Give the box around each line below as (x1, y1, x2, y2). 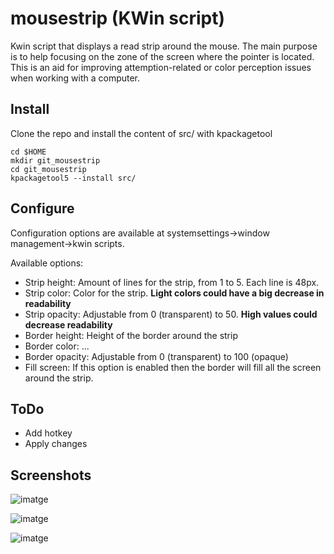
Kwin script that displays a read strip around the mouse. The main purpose (10, 40, 318, 52)
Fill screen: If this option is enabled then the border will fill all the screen (24, 361, 322, 373)
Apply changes (24, 438, 88, 450)
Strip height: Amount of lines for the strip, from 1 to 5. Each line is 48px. (24, 276, 320, 288)
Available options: (10, 257, 84, 269)
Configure (10, 200, 75, 217)
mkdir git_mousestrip (10, 155, 101, 166)
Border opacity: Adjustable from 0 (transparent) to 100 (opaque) (24, 350, 289, 362)
